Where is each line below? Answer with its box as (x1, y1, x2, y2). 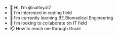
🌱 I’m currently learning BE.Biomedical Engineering (9, 15, 114, 20)
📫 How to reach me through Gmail (9, 26, 81, 31)
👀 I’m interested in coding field (9, 10, 72, 16)
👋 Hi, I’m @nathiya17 (9, 5, 51, 10)
